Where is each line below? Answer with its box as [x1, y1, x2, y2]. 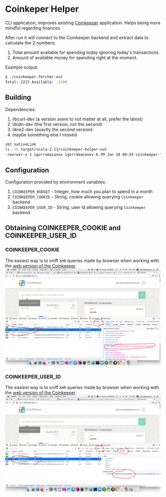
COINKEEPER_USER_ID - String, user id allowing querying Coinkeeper [12, 204, 146, 210]
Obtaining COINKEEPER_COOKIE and [5, 224, 121, 232]
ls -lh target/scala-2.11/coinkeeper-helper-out [5, 147, 107, 152]
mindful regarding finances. [5, 25, 62, 31]
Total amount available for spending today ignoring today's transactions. [12, 49, 160, 55]
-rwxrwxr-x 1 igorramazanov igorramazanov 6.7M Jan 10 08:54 [5, 152, 134, 157]
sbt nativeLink [5, 142, 37, 147]
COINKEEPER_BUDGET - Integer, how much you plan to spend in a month [12, 189, 153, 194]
